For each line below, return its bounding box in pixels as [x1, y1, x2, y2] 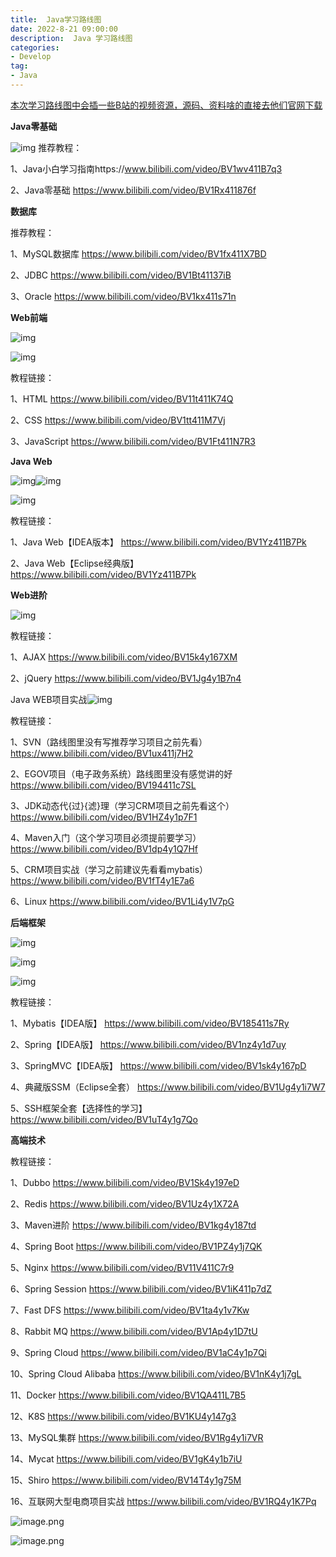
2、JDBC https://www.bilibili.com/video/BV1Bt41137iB [10, 269, 232, 281]
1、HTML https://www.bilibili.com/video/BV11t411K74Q [10, 392, 234, 405]
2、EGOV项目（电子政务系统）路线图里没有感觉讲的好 [10, 767, 233, 780]
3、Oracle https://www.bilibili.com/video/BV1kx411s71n [10, 290, 237, 302]
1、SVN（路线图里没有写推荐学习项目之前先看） [10, 736, 208, 748]
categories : [10, 42, 60, 53]
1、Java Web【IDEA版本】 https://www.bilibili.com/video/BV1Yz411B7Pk [10, 536, 307, 548]
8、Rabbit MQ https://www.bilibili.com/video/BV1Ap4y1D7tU [10, 1325, 258, 1337]
